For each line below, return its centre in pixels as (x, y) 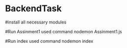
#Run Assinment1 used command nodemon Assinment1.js (63, 31)
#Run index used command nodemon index (49, 41)
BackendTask (33, 9)
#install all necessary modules (36, 22)
